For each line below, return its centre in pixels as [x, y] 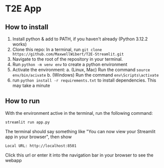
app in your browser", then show [39, 137]
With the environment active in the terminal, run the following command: [79, 113]
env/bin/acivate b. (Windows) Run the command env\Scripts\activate [85, 75]
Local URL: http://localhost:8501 [41, 146]
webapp [14, 160]
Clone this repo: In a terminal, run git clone [57, 49]
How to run [23, 101]
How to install [27, 27]
